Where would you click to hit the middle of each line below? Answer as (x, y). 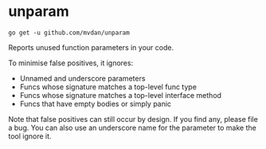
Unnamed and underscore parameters (82, 78)
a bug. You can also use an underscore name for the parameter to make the (132, 127)
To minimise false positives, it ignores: (71, 63)
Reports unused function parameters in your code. (91, 47)
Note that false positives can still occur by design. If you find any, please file (133, 119)
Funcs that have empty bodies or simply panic (96, 104)
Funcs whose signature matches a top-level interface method (120, 95)
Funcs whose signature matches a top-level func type (108, 87)
